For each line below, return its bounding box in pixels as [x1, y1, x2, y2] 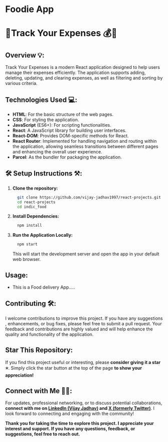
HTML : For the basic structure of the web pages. [12, 112, 114, 117]
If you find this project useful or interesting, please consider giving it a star [5, 359, 161, 365]
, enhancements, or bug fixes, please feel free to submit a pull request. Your [5, 320, 162, 326]
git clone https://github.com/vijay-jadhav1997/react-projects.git [17, 195, 161, 200]
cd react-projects [17, 200, 56, 205]
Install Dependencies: [12, 213, 59, 219]
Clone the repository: [12, 185, 58, 191]
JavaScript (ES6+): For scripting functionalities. [12, 122, 112, 128]
